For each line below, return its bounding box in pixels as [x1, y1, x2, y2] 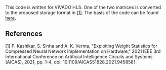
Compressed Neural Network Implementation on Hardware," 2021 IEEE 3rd [5, 48, 161, 54]
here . [5, 15, 16, 21]
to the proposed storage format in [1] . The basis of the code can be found [5, 10, 159, 16]
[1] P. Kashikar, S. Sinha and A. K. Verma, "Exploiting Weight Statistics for [5, 43, 158, 49]
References [5, 30, 43, 38]
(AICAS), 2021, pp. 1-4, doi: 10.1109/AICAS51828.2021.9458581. [5, 59, 137, 65]
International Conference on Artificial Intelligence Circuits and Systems [5, 53, 153, 59]
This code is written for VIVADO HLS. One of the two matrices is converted [5, 5, 161, 10]
